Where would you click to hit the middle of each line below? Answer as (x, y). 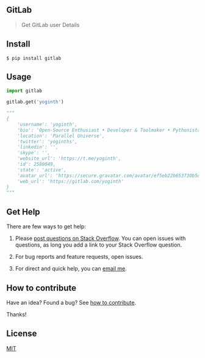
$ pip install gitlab (34, 58)
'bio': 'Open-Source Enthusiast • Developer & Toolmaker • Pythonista (109, 130)
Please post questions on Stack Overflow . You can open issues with (100, 239)
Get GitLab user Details (50, 24)
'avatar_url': (35, 176)
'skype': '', (34, 153)
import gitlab (24, 91)
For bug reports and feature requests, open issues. (79, 257)
